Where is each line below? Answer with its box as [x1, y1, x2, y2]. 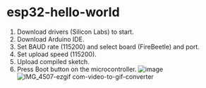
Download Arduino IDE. [16, 34, 85, 43]
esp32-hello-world [6, 4, 121, 20]
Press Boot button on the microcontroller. [16, 65, 137, 73]
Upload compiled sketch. [16, 57, 90, 65]
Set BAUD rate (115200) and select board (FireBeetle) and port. [16, 42, 200, 51]
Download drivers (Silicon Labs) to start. [16, 27, 135, 36]
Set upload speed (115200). [16, 50, 97, 58]
